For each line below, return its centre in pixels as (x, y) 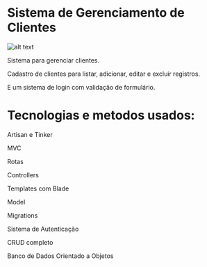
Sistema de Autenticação (43, 229)
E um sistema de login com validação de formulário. (81, 87)
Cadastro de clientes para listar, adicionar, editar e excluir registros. (104, 74)
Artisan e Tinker (30, 134)
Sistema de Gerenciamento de (96, 13)
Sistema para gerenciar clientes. (53, 60)
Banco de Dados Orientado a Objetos (60, 256)
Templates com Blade (38, 188)
